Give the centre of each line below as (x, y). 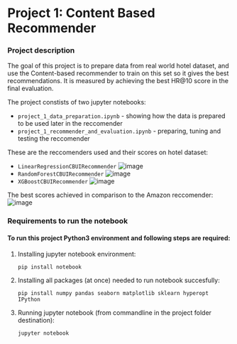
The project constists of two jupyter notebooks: (77, 102)
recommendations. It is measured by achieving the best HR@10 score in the (118, 81)
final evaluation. (31, 88)
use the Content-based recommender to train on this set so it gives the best (118, 73)
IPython (29, 299)
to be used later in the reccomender (70, 124)
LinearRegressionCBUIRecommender (67, 167)
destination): (36, 320)
